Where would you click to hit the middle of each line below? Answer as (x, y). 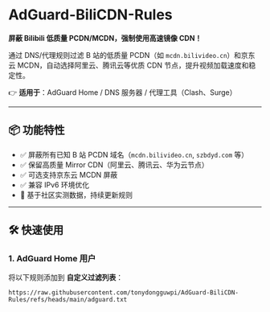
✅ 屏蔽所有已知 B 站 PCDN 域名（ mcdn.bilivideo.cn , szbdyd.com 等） (134, 154)
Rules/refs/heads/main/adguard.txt (68, 300)
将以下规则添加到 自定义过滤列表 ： (65, 277)
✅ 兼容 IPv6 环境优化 (55, 185)
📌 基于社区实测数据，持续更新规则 (76, 195)
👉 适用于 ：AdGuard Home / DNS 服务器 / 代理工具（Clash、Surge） (123, 92)
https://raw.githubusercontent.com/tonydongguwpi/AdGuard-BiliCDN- (124, 293)
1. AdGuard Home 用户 (52, 259)
